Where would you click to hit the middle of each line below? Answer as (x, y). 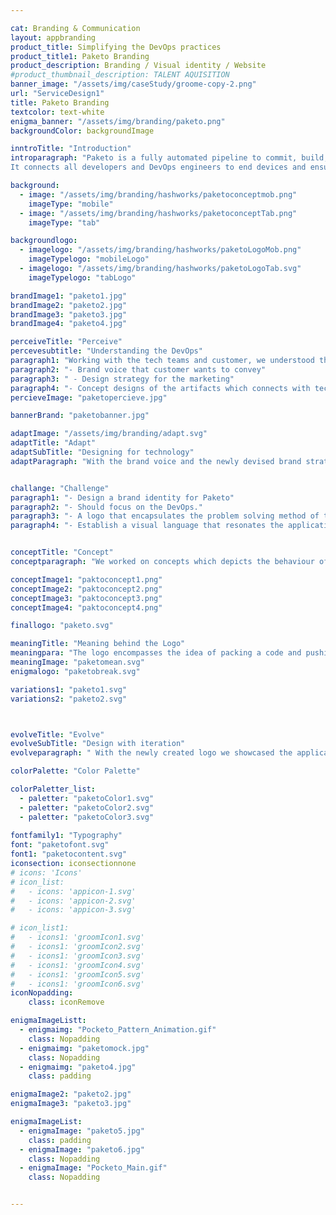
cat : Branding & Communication (75, 28)
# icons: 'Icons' (46, 872)
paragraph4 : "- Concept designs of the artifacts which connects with (160, 388)
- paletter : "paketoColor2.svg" (87, 807)
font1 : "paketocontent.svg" (69, 854)
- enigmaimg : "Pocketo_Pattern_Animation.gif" (118, 1030)
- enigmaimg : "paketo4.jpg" (78, 1067)
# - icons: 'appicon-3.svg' (73, 910)
